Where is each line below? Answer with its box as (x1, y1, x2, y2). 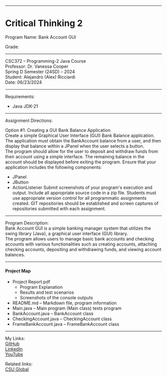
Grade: (5, 43, 19, 50)
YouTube (5, 352, 23, 358)
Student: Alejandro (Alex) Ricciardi (5, 74, 76, 80)
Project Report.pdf (12, 279, 51, 285)
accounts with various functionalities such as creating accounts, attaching (5, 241, 158, 247)
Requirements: (5, 93, 35, 100)
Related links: (5, 361, 33, 367)
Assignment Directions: (5, 118, 53, 124)
